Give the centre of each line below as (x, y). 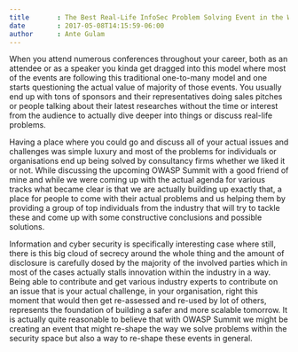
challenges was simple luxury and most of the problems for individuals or (143, 152)
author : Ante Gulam (57, 34)
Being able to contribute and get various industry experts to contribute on (144, 282)
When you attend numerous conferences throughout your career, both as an (149, 59)
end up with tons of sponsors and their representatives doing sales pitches (146, 97)
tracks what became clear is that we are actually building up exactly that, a (145, 189)
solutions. (27, 227)
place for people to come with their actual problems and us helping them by (148, 199)
